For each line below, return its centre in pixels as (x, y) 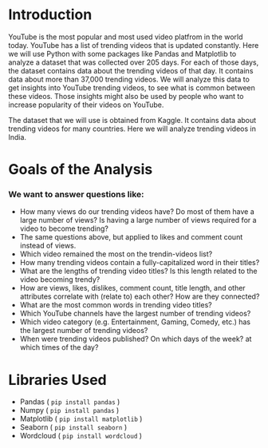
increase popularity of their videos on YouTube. (86, 105)
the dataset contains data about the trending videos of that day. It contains (131, 70)
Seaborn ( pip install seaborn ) (73, 427)
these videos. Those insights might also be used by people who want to (126, 96)
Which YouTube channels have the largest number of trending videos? (135, 314)
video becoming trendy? (60, 280)
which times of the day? (59, 347)
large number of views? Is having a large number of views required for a (138, 220)
